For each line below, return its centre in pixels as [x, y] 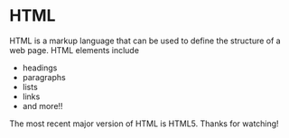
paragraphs [44, 77]
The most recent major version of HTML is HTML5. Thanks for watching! [144, 124]
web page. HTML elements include [75, 50]
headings [40, 68]
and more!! [42, 106]
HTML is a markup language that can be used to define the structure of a [145, 41]
